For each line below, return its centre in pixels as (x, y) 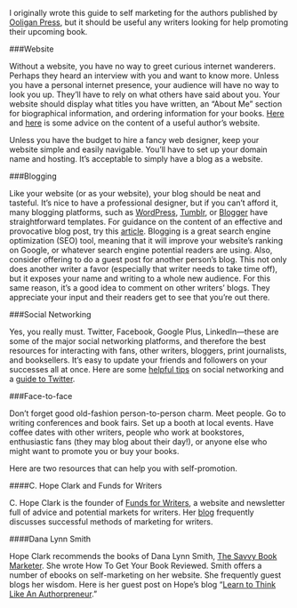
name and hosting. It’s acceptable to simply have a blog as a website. (136, 159)
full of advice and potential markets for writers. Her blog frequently (132, 512)
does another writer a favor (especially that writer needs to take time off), (144, 269)
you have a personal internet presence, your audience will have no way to (144, 85)
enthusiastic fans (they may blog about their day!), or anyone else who (138, 442)
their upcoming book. (48, 32)
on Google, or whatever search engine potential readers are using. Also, (141, 250)
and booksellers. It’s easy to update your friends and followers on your (138, 360)
